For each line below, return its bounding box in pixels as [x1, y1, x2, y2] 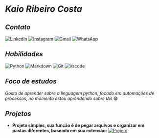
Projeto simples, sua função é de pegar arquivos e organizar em [12, 122, 145, 128]
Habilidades [5, 50, 43, 58]
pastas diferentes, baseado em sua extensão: [12, 128, 107, 134]
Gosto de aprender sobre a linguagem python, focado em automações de [5, 90, 155, 96]
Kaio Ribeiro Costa [5, 3, 82, 15]
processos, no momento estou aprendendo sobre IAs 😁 [5, 95, 118, 101]
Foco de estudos [5, 77, 57, 86]
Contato [5, 23, 31, 31]
